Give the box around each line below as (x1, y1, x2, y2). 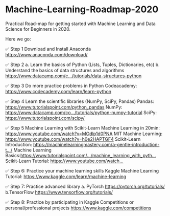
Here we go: (5, 36, 32, 42)
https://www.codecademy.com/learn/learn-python (5, 88, 111, 94)
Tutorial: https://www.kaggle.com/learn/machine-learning (5, 173, 127, 180)
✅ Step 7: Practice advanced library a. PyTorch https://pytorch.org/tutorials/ (5, 183, 165, 189)
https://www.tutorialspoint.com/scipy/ (5, 115, 85, 121)
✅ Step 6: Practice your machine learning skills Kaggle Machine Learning (5, 167, 159, 174)
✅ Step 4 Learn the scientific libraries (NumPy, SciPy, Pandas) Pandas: (5, 98, 154, 104)
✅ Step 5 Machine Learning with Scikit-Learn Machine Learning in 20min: (5, 124, 160, 131)
